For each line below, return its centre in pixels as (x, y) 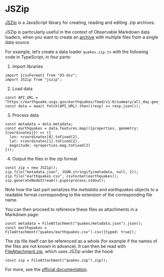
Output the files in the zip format (45, 158)
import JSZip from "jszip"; (34, 79)
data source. (18, 42)
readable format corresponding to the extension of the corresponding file (79, 195)
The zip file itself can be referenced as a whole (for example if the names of (81, 241)
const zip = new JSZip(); (31, 168)
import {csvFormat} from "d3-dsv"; (41, 75)
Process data (25, 115)
